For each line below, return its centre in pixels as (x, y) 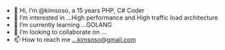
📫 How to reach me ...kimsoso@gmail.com (75, 40)
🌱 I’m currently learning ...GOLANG (63, 25)
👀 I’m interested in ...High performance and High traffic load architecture (116, 18)
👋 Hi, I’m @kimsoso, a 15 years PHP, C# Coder (79, 10)
